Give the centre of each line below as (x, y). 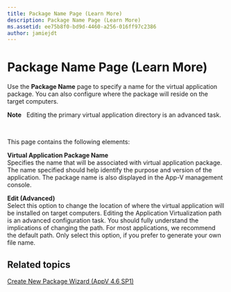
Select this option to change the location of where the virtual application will (115, 206)
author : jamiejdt (32, 33)
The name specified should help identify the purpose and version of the (110, 170)
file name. (22, 243)
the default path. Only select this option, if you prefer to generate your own (114, 235)
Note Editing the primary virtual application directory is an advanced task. (114, 115)
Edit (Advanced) (31, 198)
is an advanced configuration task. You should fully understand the (103, 220)
